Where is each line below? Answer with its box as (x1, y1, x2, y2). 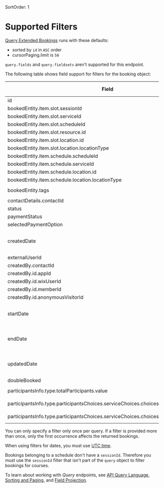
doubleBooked (7, 377, 41, 383)
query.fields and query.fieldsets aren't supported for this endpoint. (5, 61, 144, 67)
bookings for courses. (5, 462, 49, 468)
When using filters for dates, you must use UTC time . (5, 443, 112, 448)
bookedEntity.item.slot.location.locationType (7, 144, 109, 151)
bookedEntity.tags (7, 187, 50, 194)
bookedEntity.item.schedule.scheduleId (7, 153, 99, 159)
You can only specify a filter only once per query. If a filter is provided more (5, 428, 157, 434)
